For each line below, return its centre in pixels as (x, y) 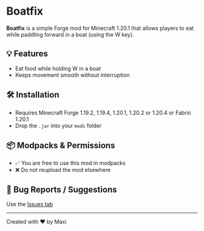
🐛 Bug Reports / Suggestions (62, 189)
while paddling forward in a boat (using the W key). (70, 34)
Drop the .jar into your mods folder (58, 126)
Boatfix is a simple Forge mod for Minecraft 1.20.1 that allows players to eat (100, 28)
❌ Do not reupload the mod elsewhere (63, 170)
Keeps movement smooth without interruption (72, 75)
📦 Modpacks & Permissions (61, 145)
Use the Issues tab (30, 204)
